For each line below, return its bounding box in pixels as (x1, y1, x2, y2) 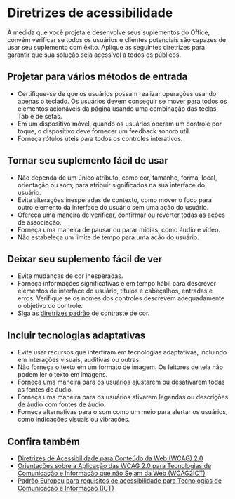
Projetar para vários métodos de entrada (7, 71, 188, 83)
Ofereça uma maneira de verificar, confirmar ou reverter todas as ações (17, 211, 226, 219)
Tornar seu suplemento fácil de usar (7, 154, 168, 166)
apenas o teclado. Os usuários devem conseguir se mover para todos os (17, 97, 227, 105)
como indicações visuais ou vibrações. (17, 415, 130, 424)
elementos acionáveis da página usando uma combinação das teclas (17, 104, 217, 113)
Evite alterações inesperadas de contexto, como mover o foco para (17, 195, 213, 204)
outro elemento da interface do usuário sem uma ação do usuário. (17, 203, 209, 211)
